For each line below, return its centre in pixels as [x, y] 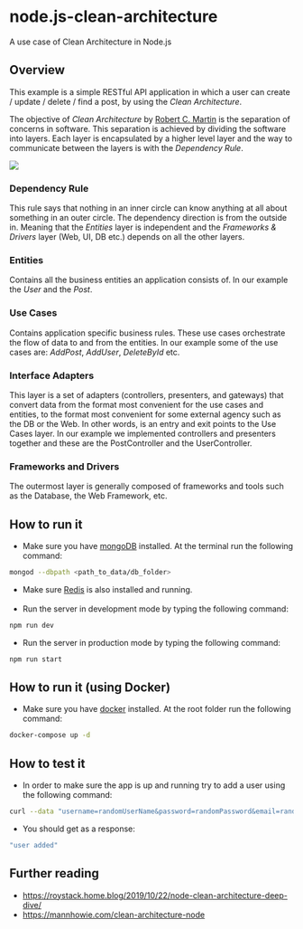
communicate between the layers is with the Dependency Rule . [126, 147]
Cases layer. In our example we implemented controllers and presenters [143, 433]
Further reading [54, 873]
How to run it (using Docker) [90, 688]
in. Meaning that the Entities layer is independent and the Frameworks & [143, 227]
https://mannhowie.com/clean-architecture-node [114, 915]
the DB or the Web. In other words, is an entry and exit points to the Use [143, 423]
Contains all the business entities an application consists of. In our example [149, 280]
